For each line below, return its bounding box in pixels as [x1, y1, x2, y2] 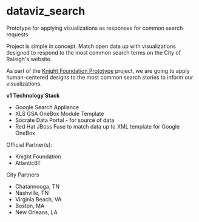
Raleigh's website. [6, 55, 52, 62]
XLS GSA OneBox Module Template [15, 110, 104, 117]
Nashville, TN [15, 189, 49, 197]
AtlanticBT [15, 159, 41, 166]
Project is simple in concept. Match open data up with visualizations [6, 42, 176, 50]
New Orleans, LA [15, 208, 58, 216]
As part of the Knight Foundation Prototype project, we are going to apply [6, 67, 190, 74]
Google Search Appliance [15, 103, 79, 110]
